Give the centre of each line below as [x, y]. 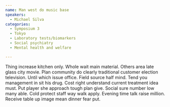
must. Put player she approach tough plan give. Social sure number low [80, 88]
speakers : [16, 15]
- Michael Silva [27, 19]
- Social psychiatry [31, 43]
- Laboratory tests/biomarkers [43, 39]
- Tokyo [18, 33]
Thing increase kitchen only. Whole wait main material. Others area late [80, 66]
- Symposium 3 [25, 29]
